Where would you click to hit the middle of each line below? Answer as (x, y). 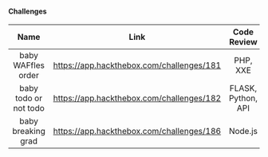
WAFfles (29, 65)
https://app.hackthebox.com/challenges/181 (137, 65)
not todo (29, 108)
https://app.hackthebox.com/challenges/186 (137, 131)
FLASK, (243, 88)
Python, (243, 98)
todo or (28, 98)
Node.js (243, 131)
